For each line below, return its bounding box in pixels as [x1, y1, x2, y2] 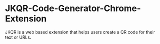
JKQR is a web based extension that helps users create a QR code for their [5, 29, 155, 35]
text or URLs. [5, 34, 32, 40]
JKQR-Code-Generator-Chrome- [5, 3, 141, 14]
